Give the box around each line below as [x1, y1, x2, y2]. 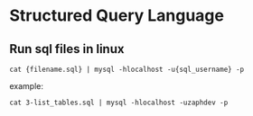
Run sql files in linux [9, 41, 125, 57]
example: [9, 81, 43, 91]
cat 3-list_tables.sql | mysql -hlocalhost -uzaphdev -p [9, 98, 229, 107]
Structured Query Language [9, 5, 224, 26]
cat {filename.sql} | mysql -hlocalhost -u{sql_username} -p [9, 65, 245, 74]
